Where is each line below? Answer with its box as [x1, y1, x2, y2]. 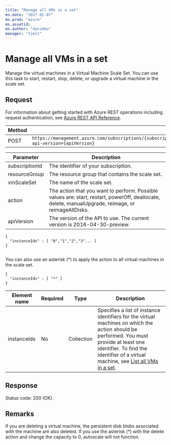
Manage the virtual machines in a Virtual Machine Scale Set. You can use [5, 70, 159, 76]
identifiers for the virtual [97, 313, 155, 320]
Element [12, 292, 32, 299]
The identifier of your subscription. [49, 162, 132, 169]
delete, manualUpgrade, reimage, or [49, 200, 135, 207]
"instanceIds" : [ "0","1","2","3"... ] [10, 238, 97, 244]
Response [5, 381, 38, 390]
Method [8, 126, 27, 134]
